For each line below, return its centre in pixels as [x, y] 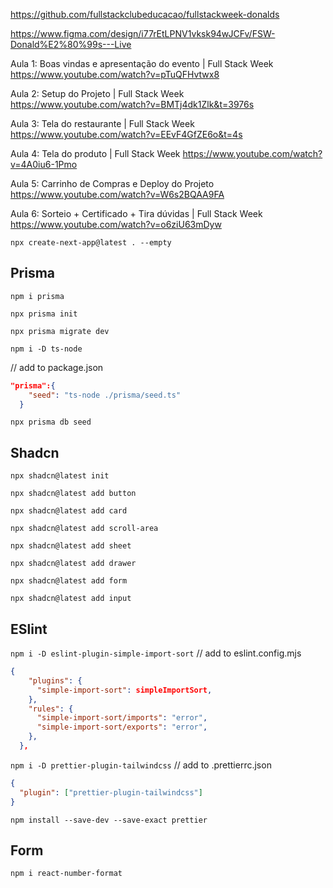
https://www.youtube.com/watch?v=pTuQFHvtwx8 [115, 74]
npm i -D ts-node [46, 349]
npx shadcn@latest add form [69, 581]
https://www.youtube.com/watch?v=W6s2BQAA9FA [117, 194]
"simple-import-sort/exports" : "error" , [122, 727]
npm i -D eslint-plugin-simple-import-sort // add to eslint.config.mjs [156, 653]
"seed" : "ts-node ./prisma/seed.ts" [105, 395]
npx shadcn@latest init [60, 476]
